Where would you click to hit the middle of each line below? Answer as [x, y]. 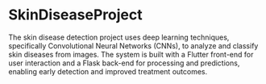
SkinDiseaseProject [75, 15]
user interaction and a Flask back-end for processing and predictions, [124, 63]
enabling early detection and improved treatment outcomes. [108, 71]
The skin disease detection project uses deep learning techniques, [119, 37]
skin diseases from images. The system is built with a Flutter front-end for [131, 54]
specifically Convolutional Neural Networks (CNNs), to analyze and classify [133, 45]
